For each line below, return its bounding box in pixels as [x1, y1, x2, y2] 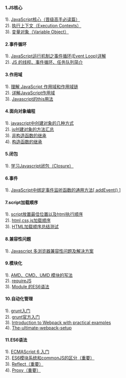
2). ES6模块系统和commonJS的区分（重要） [5, 355, 95, 361]
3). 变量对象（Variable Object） [5, 29, 69, 35]
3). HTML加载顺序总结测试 [5, 223, 59, 230]
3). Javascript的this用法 [5, 96, 54, 102]
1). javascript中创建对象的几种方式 [5, 120, 74, 126]
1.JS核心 [5, 4, 23, 10]
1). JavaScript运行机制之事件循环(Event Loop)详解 [5, 53, 106, 59]
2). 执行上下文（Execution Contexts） [5, 23, 82, 29]
